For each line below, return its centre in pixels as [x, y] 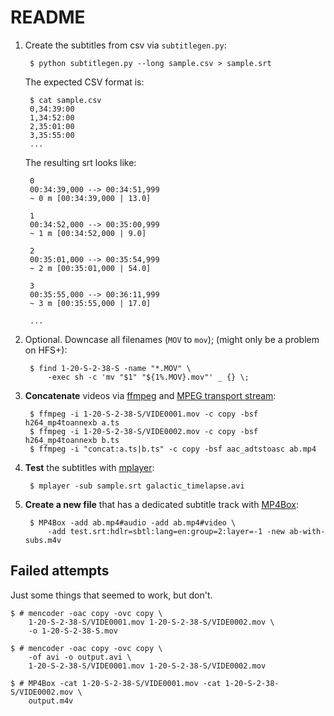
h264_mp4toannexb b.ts [72, 440]
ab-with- [307, 531]
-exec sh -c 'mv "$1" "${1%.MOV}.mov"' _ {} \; [148, 377]
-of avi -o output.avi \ [80, 657]
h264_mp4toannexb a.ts [72, 422]
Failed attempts [60, 571]
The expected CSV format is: [84, 82]
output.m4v [51, 701]
